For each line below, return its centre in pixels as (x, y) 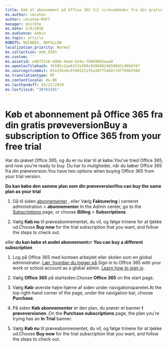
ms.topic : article (24, 38)
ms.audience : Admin (26, 33)
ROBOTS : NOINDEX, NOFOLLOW (33, 43)
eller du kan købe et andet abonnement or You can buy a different (74, 242)
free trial (23, 146)
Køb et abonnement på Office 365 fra (84, 114)
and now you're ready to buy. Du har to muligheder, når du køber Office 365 (83, 166)
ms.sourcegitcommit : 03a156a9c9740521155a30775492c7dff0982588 (73, 71)
